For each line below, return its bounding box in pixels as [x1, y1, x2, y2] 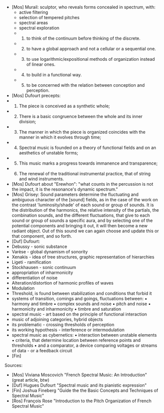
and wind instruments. [19, 176, 64, 182]
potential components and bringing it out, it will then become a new [11, 223, 148, 228]
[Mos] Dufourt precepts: [11, 93, 61, 98]
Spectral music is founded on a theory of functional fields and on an [19, 145, 156, 150]
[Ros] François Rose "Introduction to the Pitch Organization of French [11, 398, 152, 404]
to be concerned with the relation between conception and [26, 82, 145, 88]
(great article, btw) [11, 377, 49, 383]
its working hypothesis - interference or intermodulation [11, 327, 125, 333]
